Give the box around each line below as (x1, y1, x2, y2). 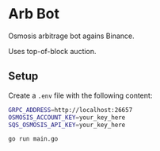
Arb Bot (8, 5, 59, 23)
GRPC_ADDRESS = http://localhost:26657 (8, 106, 133, 114)
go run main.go (8, 135, 59, 143)
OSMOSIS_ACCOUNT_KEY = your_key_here (8, 113, 126, 122)
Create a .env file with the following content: (8, 91, 153, 100)
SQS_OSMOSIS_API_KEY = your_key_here (8, 121, 126, 129)
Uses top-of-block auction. (8, 46, 97, 56)
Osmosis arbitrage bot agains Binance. (8, 31, 135, 41)
